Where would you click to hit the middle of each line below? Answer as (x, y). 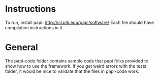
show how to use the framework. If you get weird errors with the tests (76, 66)
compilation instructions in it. (34, 27)
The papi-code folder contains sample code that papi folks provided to (77, 61)
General (22, 48)
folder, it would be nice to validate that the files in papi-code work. (72, 71)
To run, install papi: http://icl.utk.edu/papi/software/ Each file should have (79, 22)
